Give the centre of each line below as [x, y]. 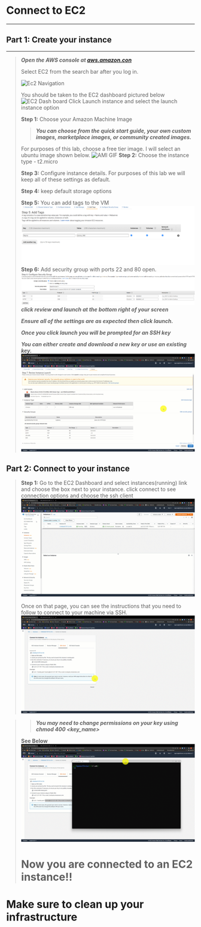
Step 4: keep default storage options [66, 191]
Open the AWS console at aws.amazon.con [76, 60]
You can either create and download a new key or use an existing [104, 345]
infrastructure [42, 917]
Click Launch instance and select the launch [123, 101]
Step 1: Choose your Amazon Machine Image [77, 119]
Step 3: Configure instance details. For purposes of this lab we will [103, 173]
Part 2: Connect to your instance [68, 468]
